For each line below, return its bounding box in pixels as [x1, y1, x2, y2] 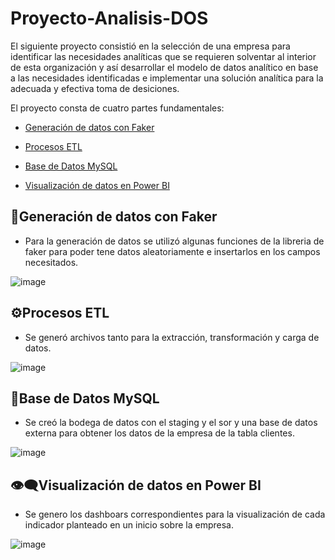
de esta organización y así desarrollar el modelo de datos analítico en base [10, 61, 319, 73]
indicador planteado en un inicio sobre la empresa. [24, 519, 234, 531]
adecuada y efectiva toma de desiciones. [10, 82, 180, 94]
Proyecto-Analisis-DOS [10, 7, 209, 30]
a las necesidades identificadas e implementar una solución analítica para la [10, 72, 324, 84]
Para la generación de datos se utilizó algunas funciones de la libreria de [24, 235, 325, 247]
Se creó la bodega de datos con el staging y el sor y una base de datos [24, 417, 318, 429]
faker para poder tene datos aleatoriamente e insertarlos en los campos [24, 245, 321, 257]
